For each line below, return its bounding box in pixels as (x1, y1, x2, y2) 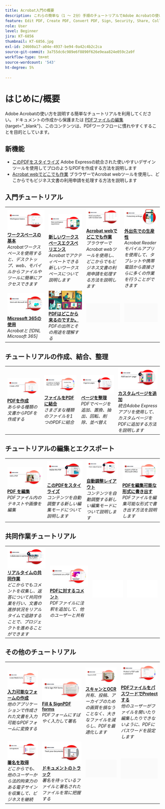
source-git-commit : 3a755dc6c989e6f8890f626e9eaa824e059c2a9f (5, 49, 135, 54)
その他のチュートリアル (5, 648, 76, 657)
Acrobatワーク (7, 244, 37, 250)
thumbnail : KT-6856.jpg (5, 39, 54, 44)
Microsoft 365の (7, 315, 42, 321)
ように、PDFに (125, 721, 155, 727)
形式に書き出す (122, 488, 153, 494)
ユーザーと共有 (54, 612, 84, 618)
